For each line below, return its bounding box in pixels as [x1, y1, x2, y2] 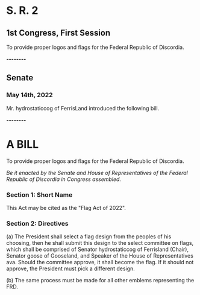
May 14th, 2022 [6, 91, 53, 100]
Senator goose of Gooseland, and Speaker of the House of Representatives [6, 252, 194, 259]
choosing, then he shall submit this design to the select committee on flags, [6, 239, 194, 247]
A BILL [6, 137, 39, 151]
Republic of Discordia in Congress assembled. [6, 176, 122, 183]
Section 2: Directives [6, 219, 69, 227]
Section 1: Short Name [6, 191, 73, 199]
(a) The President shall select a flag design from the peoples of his [6, 233, 172, 240]
